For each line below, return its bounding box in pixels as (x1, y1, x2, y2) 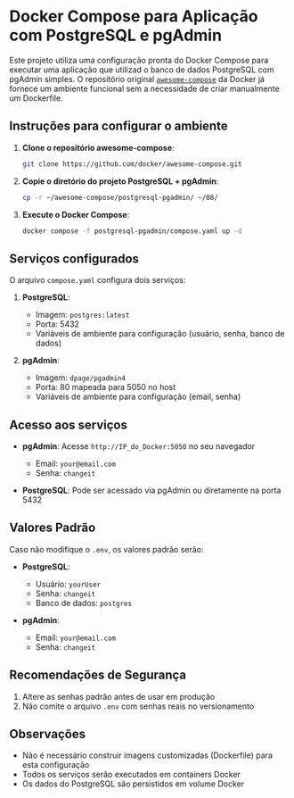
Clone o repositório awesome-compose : (21, 142, 176, 153)
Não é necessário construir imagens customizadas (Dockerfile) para (21, 750, 274, 761)
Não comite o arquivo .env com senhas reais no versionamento (21, 701, 255, 711)
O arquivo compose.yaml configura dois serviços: (9, 275, 186, 286)
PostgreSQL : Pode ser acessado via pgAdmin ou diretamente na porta (21, 485, 282, 495)
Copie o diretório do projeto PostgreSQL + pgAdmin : (21, 176, 219, 187)
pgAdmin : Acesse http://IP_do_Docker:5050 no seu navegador (21, 441, 256, 452)
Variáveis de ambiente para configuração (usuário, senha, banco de (35, 328, 285, 339)
